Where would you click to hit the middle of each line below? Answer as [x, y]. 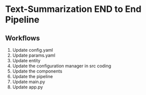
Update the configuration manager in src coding [62, 66]
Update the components [37, 71]
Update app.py [28, 87]
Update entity [26, 60]
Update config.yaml [33, 50]
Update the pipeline [33, 76]
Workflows [22, 38]
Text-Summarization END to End [73, 9]
